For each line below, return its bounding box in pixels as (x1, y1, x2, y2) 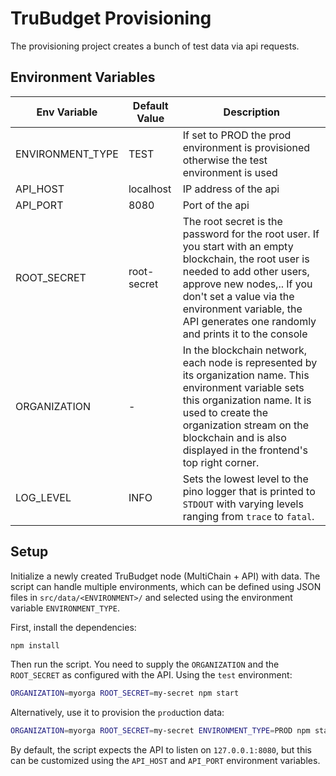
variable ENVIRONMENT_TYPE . (10, 602, 120, 614)
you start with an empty (182, 239, 294, 253)
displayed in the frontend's (182, 443, 308, 457)
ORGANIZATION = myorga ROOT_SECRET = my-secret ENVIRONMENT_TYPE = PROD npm (10, 726, 311, 736)
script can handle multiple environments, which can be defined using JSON (10, 580, 322, 592)
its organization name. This (182, 368, 310, 382)
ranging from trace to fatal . (182, 509, 315, 523)
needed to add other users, (182, 264, 310, 278)
